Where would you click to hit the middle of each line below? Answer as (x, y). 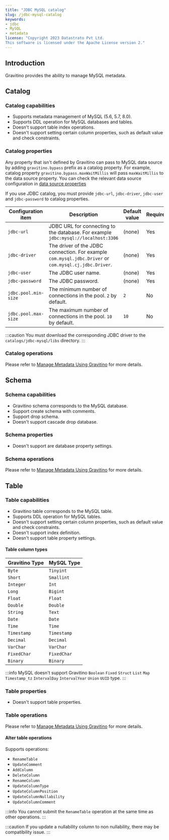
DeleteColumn (26, 775)
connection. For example (78, 252)
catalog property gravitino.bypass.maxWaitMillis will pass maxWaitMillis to (84, 173)
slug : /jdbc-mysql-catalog (33, 15)
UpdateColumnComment (34, 802)
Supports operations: (27, 749)
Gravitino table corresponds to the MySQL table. (63, 511)
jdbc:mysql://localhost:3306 (83, 238)
